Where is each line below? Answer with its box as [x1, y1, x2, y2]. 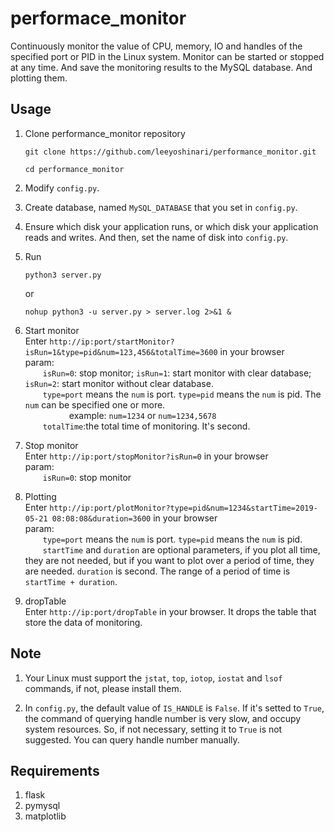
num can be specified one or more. [24, 398, 166, 411]
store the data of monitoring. [24, 616, 143, 628]
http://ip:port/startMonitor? [49, 337, 175, 347]
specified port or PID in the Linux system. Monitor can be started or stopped [10, 50, 325, 62]
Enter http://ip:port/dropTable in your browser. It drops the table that [24, 605, 317, 617]
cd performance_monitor [24, 164, 125, 174]
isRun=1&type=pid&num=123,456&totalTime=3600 [24, 347, 218, 357]
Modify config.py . [24, 182, 100, 194]
